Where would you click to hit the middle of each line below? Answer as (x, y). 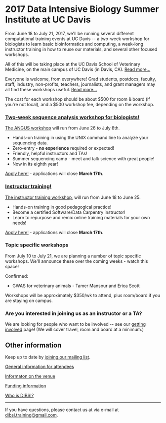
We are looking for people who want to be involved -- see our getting (76, 324)
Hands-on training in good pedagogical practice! (62, 207)
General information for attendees (40, 366)
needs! (19, 223)
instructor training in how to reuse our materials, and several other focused (81, 49)
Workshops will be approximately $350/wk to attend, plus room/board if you (83, 295)
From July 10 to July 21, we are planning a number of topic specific (73, 256)
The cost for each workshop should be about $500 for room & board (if (78, 99)
